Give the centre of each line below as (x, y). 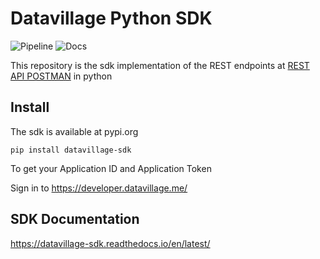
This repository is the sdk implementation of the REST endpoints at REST (160, 65)
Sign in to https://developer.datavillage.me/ (99, 188)
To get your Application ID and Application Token (111, 168)
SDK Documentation (75, 219)
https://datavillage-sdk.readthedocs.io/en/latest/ (110, 243)
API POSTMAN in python (61, 76)
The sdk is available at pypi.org (74, 131)
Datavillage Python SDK (111, 18)
